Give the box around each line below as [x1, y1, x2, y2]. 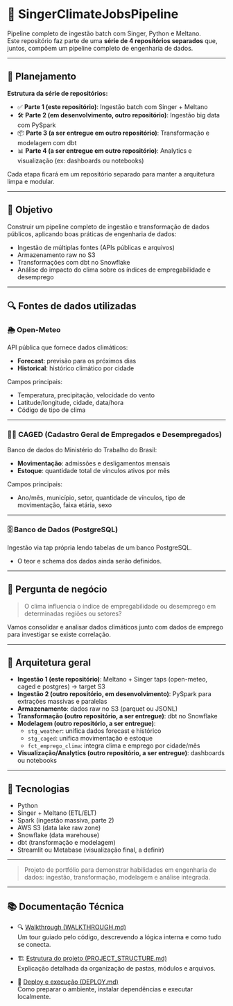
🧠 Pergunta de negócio [7, 584, 107, 595]
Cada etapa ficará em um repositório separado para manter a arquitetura [7, 170, 215, 178]
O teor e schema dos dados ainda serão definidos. [17, 556, 162, 565]
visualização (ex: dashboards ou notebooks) [17, 156, 144, 165]
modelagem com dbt [17, 138, 77, 147]
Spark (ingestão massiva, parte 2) [17, 816, 114, 825]
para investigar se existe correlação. [7, 630, 111, 638]
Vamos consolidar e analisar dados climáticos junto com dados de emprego [7, 622, 224, 631]
